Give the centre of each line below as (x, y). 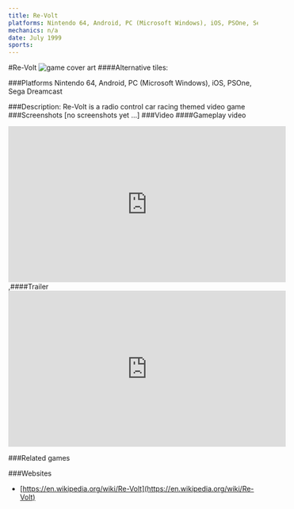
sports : (21, 45)
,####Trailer (29, 287)
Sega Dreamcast (36, 91)
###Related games (39, 458)
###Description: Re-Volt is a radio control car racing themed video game (127, 107)
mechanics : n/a (33, 30)
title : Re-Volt (33, 15)
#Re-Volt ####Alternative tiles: (88, 67)
